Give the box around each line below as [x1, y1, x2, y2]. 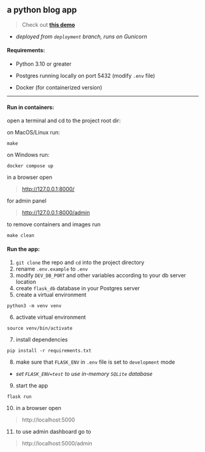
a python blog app [7, 5, 77, 15]
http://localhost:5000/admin [21, 440, 92, 447]
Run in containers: [7, 103, 54, 111]
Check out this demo [21, 21, 75, 28]
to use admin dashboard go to [15, 428, 92, 436]
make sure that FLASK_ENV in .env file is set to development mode [15, 358, 175, 366]
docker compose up [7, 163, 54, 169]
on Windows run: [7, 151, 50, 159]
